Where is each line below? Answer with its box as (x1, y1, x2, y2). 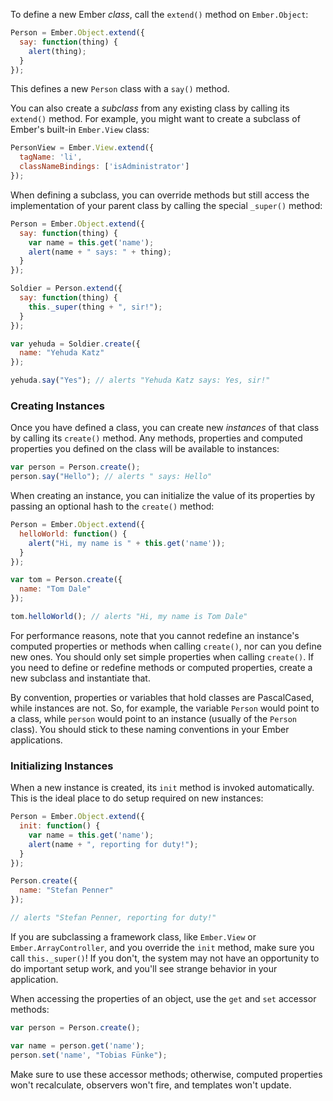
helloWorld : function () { (19, 529, 128, 539)
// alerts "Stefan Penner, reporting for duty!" (10, 913, 217, 923)
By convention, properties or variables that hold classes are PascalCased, (10, 691, 315, 703)
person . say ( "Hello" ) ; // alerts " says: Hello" (10, 472, 213, 482)
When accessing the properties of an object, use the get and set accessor (10, 992, 317, 1004)
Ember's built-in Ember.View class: (10, 124, 150, 136)
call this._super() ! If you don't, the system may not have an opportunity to (10, 952, 320, 964)
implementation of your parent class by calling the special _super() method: (10, 199, 323, 211)
